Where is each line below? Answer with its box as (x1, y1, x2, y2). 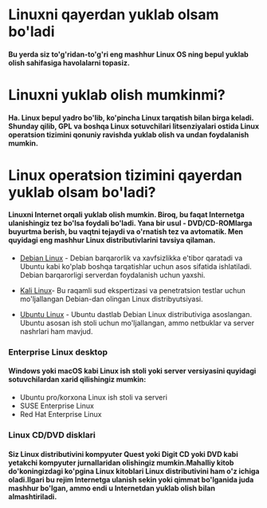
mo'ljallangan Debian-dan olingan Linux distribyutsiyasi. (19, 294, 203, 304)
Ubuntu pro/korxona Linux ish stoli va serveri (19, 393, 167, 403)
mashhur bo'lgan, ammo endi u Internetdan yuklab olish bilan (8, 483, 215, 493)
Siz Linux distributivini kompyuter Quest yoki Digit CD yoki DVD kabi (8, 449, 238, 458)
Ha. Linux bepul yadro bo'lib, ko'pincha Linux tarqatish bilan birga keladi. (8, 113, 254, 122)
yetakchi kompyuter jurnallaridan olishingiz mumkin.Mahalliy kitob (8, 458, 234, 467)
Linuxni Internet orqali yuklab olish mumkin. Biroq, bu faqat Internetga (8, 210, 245, 220)
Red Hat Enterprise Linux (19, 410, 102, 419)
